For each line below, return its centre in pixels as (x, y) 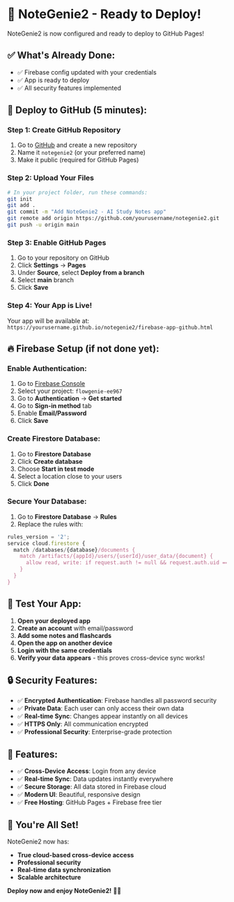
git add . (22, 205)
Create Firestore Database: (54, 439)
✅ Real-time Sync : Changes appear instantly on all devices (102, 716)
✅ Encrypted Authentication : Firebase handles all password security (117, 701)
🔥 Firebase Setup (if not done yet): (83, 349)
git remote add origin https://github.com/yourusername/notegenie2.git (113, 219)
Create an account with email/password (75, 628)
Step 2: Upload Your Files (51, 178)
